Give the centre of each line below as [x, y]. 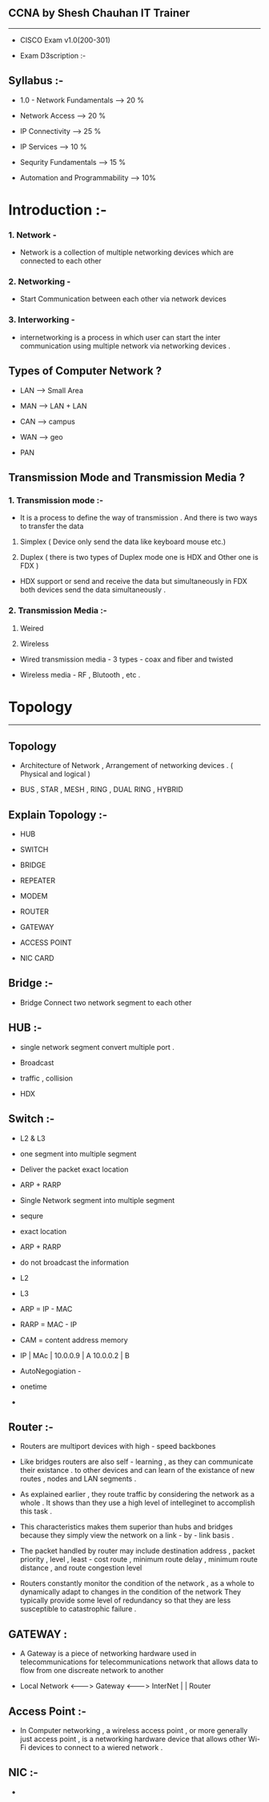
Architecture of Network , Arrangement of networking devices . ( [126, 766]
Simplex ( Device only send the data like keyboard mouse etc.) [123, 542]
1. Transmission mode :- [56, 500]
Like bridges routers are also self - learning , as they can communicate [137, 1462]
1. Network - [33, 235]
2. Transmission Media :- [58, 610]
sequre [32, 1216]
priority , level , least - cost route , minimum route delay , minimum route [139, 1559]
